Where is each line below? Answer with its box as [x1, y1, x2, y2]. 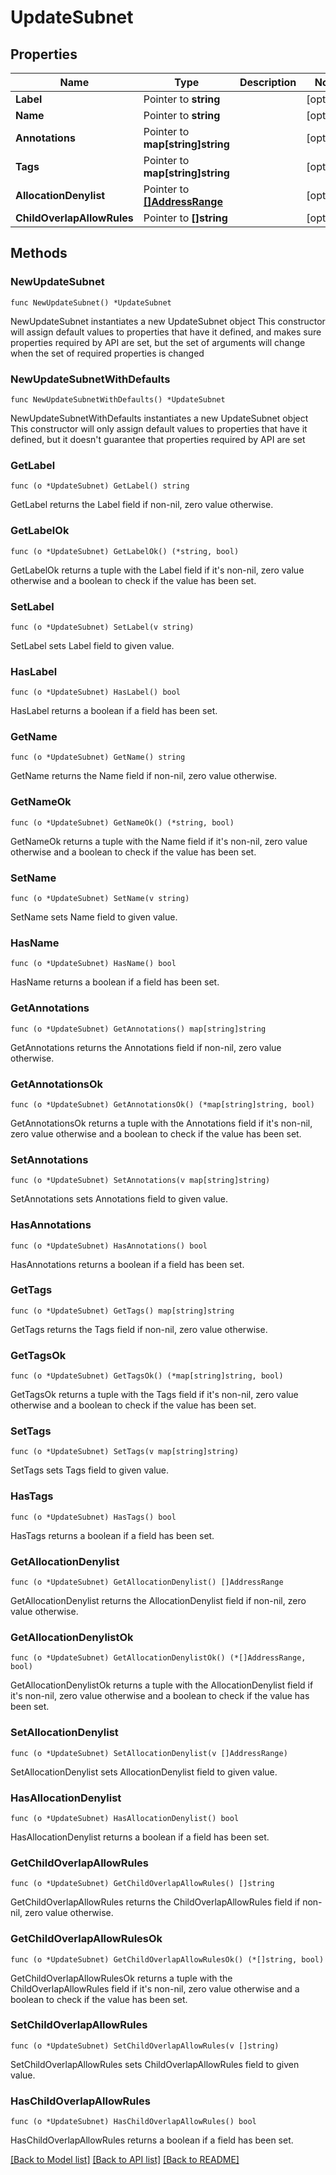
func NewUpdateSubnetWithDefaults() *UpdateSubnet [10, 394, 226, 405]
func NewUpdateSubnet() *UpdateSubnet [10, 297, 172, 308]
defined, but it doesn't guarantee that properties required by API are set [10, 433, 306, 445]
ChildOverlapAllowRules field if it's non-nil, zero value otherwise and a [10, 1982, 300, 1995]
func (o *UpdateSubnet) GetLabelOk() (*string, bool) [10, 546, 240, 556]
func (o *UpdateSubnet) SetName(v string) [10, 894, 190, 904]
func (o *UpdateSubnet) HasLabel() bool [10, 687, 182, 698]
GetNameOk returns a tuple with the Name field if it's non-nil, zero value [10, 835, 308, 847]
